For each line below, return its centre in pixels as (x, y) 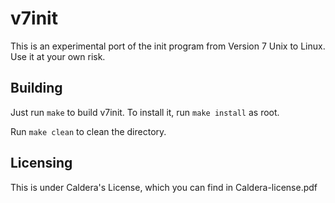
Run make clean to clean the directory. (88, 131)
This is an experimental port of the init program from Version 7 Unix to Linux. (168, 46)
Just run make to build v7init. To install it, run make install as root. (145, 112)
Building (36, 88)
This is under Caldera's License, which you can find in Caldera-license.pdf (164, 187)
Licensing (41, 163)
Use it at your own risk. (58, 56)
